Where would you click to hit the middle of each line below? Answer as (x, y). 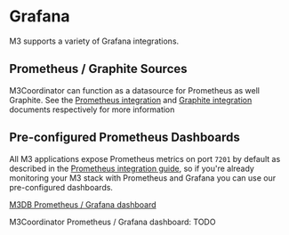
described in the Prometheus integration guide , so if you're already (132, 168)
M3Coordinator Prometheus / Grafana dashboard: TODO (112, 222)
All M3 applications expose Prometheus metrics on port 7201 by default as (145, 158)
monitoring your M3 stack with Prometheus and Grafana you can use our (143, 178)
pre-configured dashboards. (61, 187)
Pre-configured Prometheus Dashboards (124, 138)
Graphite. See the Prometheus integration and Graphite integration (131, 100)
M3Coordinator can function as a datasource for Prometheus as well (135, 90)
